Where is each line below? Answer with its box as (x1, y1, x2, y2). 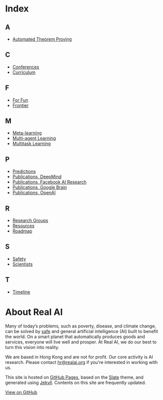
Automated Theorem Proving (12, 36, 72, 42)
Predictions (12, 168, 36, 174)
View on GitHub (5, 389, 37, 395)
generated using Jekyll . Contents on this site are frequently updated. (5, 379, 146, 385)
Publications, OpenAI (12, 189, 56, 195)
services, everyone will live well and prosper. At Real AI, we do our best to (5, 338, 157, 345)
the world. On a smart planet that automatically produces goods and (5, 333, 146, 339)
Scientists (12, 261, 33, 267)
